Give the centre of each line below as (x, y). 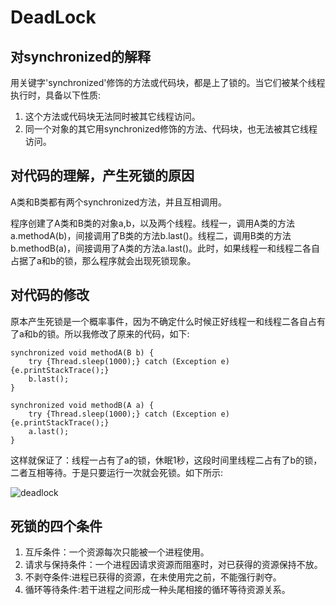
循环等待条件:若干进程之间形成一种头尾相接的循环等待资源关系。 (157, 590)
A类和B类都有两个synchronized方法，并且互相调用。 (118, 202)
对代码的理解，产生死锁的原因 (102, 176)
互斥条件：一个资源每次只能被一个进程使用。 (117, 552)
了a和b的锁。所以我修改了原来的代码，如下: (100, 333)
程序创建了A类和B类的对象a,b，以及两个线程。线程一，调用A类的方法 (152, 223)
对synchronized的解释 (80, 56)
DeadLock (53, 17)
